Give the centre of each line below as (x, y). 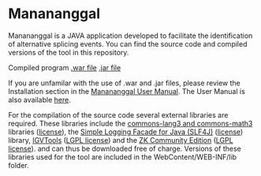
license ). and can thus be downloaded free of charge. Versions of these (125, 148)
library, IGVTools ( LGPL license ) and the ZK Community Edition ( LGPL (121, 140)
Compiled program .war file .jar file (65, 67)
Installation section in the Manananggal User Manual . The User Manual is (127, 91)
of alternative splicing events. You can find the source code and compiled (128, 43)
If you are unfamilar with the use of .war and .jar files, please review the (124, 83)
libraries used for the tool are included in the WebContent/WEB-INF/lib (123, 157)
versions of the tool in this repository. (69, 52)
